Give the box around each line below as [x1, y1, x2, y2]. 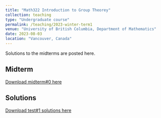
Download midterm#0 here [5, 78, 62, 85]
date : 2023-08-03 [5, 31, 42, 36]
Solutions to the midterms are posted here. [5, 50, 96, 56]
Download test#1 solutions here [5, 107, 72, 113]
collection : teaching [5, 12, 52, 17]
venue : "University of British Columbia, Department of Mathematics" [5, 27, 157, 32]
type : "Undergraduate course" [5, 17, 70, 22]
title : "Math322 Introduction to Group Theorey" [5, 7, 111, 13]
